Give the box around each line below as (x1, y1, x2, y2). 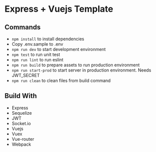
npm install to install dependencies (11, 36, 84, 42)
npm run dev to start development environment (11, 47, 106, 52)
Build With (4, 92, 37, 100)
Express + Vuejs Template (4, 3, 113, 15)
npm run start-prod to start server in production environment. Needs (11, 67, 152, 73)
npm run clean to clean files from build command (11, 77, 111, 83)
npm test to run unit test (11, 51, 60, 57)
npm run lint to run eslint (11, 57, 64, 62)
